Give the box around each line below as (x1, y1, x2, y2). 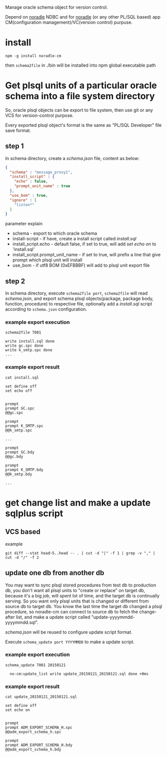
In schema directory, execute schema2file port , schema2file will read (5, 290, 148, 296)
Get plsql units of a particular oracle (5, 80, 157, 91)
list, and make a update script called (15, 614, 90, 620)
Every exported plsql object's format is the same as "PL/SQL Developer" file (5, 122, 162, 128)
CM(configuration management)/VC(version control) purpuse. (5, 20, 132, 25)
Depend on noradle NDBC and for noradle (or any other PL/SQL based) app (5, 14, 161, 20)
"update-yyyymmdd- (91, 614, 135, 620)
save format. (5, 127, 31, 133)
